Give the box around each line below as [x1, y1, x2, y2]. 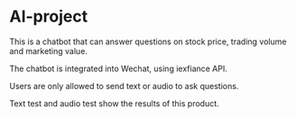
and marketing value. [9, 45, 88, 56]
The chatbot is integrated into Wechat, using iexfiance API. [9, 63, 228, 74]
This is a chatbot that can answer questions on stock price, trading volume [9, 36, 287, 47]
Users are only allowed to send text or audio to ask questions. [9, 80, 239, 91]
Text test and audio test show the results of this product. [9, 97, 219, 109]
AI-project [9, 6, 88, 27]
